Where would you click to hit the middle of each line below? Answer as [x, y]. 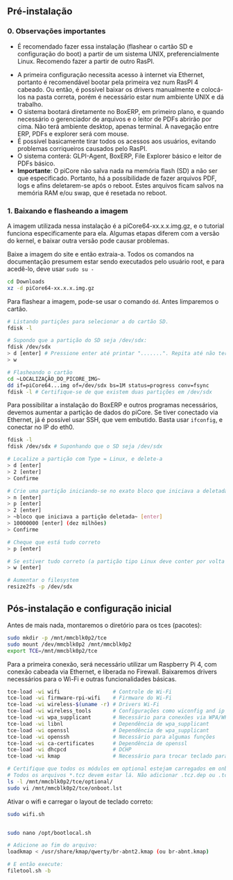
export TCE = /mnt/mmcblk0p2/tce [52, 651]
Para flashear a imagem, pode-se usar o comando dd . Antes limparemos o [113, 301]
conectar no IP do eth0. [41, 427]
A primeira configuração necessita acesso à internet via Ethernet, [111, 74]
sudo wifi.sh [26, 814]
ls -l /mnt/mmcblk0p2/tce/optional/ [60, 781]
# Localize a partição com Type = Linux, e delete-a [85, 459]
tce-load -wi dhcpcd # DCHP [69, 750]
